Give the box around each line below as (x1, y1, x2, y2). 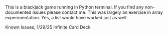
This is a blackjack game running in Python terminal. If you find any (5, 4, 144, 10)
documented (5, 9, 32, 15)
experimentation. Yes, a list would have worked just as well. (5, 15, 128, 20)
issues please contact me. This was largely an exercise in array (32, 9, 163, 15)
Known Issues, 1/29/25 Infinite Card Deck (5, 24, 91, 30)
